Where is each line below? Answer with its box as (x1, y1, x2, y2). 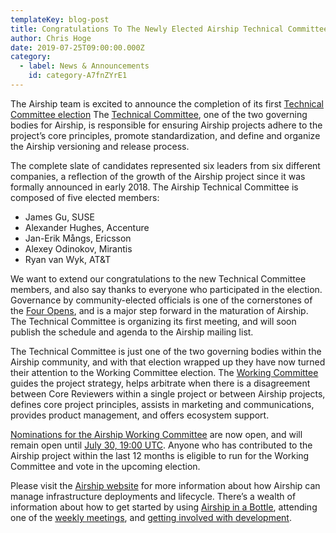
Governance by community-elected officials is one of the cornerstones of (10, 294, 313, 306)
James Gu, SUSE (24, 211, 95, 223)
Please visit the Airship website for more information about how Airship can (10, 479, 321, 491)
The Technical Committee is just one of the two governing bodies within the (10, 345, 322, 357)
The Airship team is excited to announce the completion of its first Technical (10, 97, 324, 110)
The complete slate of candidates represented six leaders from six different (10, 159, 321, 171)
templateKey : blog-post (10, 14, 110, 25)
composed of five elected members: (10, 191, 160, 203)
